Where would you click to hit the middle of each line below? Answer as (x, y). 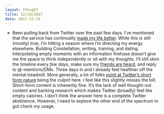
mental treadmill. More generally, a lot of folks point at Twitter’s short (82, 75)
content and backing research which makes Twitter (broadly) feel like (82, 91)
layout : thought (22, 10)
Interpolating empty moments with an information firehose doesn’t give (84, 54)
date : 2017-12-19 (23, 19)
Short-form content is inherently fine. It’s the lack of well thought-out (82, 85)
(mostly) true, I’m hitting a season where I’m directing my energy (78, 43)
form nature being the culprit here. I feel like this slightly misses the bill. (84, 80)
